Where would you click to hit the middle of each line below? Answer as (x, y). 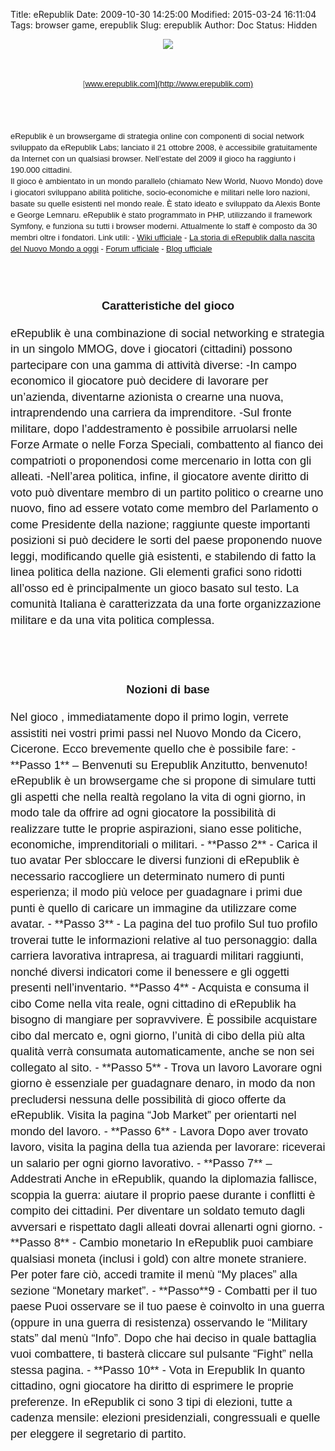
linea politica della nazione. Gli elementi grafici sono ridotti (156, 572)
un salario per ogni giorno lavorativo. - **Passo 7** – (141, 1163)
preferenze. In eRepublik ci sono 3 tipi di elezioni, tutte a (151, 1402)
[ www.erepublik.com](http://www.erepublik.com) (168, 84)
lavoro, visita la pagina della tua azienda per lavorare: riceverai (168, 1147)
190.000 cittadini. (41, 170)
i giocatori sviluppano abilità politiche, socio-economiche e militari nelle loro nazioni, (160, 192)
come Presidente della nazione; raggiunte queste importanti (160, 524)
